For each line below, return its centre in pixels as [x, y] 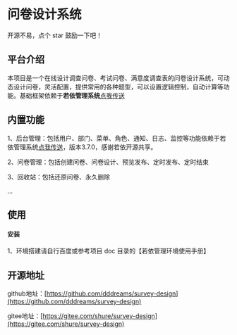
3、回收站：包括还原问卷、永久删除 [59, 177]
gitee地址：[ [25, 316]
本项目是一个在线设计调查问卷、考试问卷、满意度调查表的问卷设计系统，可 [115, 77]
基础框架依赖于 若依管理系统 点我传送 [72, 95]
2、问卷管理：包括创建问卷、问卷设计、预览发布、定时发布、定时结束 [108, 162]
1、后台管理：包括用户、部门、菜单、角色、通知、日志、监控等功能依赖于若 [117, 138]
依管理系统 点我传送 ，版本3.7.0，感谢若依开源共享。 [82, 147]
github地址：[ [27, 293]
